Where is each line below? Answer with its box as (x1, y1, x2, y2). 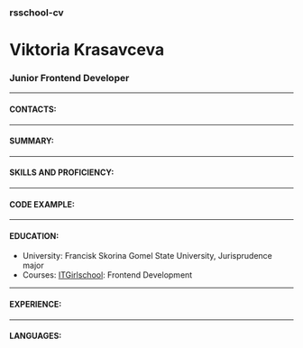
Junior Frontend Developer (9, 72, 130, 85)
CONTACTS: (9, 104, 57, 114)
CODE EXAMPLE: (9, 198, 75, 209)
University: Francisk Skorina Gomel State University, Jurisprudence (22, 251, 272, 261)
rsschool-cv (9, 6, 65, 19)
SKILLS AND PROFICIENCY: (9, 167, 115, 178)
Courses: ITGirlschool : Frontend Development (22, 270, 193, 280)
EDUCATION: (9, 230, 60, 241)
